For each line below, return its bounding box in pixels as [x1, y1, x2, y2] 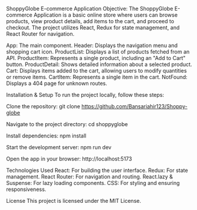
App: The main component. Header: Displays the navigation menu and [6, 42, 178, 49]
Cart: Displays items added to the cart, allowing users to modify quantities [6, 67, 187, 74]
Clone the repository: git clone [6, 103, 81, 109]
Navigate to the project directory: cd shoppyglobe [6, 121, 128, 127]
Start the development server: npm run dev [6, 144, 112, 151]
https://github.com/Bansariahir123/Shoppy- [81, 103, 188, 109]
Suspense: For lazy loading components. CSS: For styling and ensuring [6, 180, 180, 186]
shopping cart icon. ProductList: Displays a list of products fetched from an [6, 48, 190, 55]
